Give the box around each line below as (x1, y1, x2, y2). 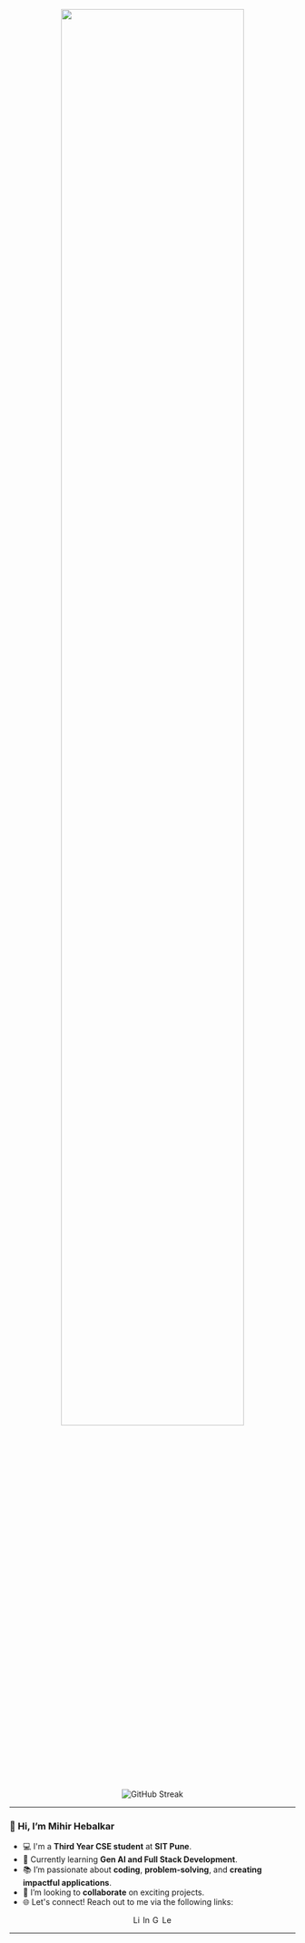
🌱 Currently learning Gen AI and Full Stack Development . (22, 1854, 238, 1865)
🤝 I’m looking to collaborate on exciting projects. (22, 1887, 205, 1898)
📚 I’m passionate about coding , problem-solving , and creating (22, 1864, 262, 1875)
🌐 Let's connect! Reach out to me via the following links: (22, 1897, 234, 1908)
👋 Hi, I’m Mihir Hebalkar (9, 1820, 115, 1832)
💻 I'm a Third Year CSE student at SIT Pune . (22, 1841, 192, 1852)
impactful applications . (22, 1878, 112, 1889)
